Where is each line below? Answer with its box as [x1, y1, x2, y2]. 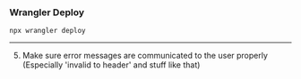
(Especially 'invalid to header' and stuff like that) [21, 59, 201, 70]
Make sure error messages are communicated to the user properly [21, 51, 269, 61]
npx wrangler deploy [9, 27, 87, 36]
